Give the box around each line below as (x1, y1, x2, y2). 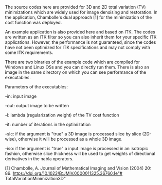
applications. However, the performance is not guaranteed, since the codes (5, 39, 156, 45)
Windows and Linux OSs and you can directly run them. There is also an (5, 64, 149, 70)
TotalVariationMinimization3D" (5, 176, 66, 181)
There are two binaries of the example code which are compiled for (5, 59, 140, 65)
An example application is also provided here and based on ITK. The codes (5, 29, 156, 34)
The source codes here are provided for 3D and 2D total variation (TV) (5, 4, 146, 10)
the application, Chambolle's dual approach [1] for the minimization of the (5, 15, 152, 20)
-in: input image (5, 93, 37, 99)
